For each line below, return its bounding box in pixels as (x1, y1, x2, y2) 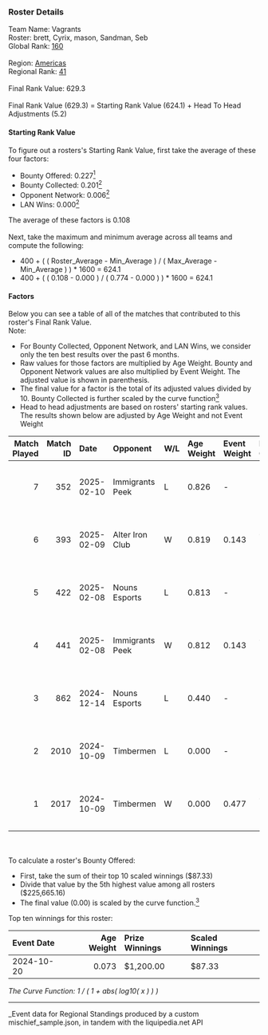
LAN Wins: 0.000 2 (19, 199, 80, 210)
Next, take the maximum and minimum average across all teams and (8, 232, 233, 242)
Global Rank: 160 (8, 41, 64, 51)
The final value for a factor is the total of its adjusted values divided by (19, 384, 251, 393)
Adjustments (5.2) (8, 109, 68, 119)
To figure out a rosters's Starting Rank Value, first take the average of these (8, 145, 257, 155)
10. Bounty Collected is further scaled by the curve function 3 (19, 392, 219, 403)
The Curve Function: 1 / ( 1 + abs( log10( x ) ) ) (8, 986, 159, 995)
